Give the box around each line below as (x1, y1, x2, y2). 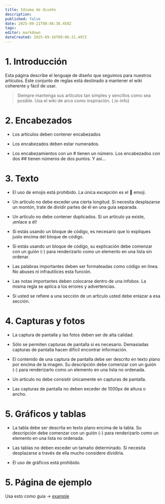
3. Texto (5, 173, 39, 184)
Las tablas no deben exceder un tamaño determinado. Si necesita (12, 445, 146, 451)
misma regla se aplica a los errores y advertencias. (12, 283, 116, 289)
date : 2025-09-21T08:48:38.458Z (5, 21, 71, 26)
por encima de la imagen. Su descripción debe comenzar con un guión (12, 361, 157, 367)
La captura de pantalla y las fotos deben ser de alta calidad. (12, 332, 134, 338)
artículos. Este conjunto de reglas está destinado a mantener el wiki (5, 78, 142, 83)
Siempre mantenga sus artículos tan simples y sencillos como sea (17, 92, 151, 98)
